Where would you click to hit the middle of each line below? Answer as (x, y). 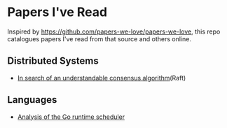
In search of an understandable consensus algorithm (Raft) (102, 78)
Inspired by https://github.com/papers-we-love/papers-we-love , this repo (114, 31)
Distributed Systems (53, 61)
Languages (32, 100)
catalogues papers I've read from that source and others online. (99, 38)
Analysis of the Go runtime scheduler (71, 117)
